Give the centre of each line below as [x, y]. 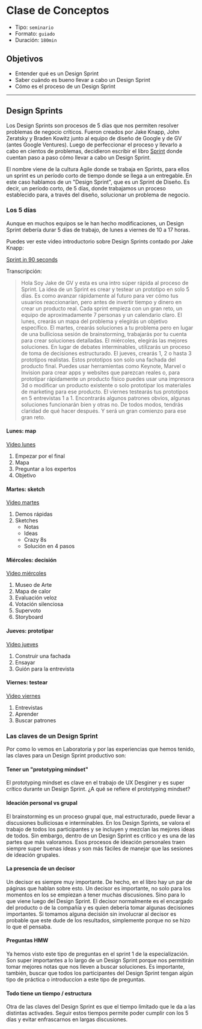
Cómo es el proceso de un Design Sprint [65, 86]
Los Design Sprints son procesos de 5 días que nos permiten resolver [93, 125]
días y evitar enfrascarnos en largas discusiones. [67, 1019]
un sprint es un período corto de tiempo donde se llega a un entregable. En [99, 175]
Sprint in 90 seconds [32, 259]
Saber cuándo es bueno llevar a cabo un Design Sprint [82, 80]
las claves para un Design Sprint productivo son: [66, 755]
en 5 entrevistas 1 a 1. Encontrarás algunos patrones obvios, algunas [106, 398]
